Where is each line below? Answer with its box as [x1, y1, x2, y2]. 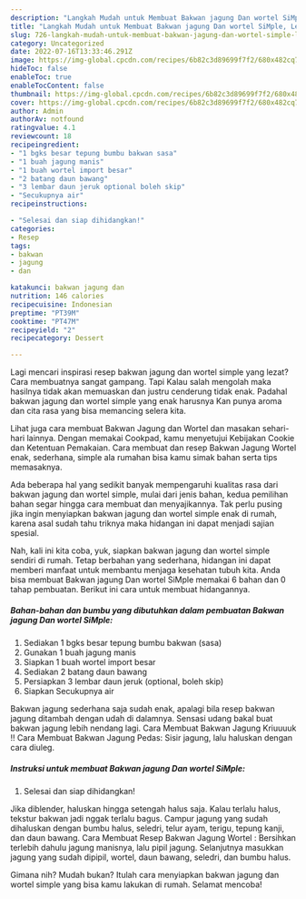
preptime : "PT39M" [10, 308, 80, 318]
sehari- [262, 423, 290, 434]
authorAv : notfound [10, 115, 84, 124]
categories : [10, 224, 55, 233]
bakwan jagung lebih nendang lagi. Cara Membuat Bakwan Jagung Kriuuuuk [10, 722, 297, 733]
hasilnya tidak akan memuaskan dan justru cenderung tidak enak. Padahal [10, 386, 288, 397]
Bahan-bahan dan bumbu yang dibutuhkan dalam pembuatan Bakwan [10, 604, 285, 615]
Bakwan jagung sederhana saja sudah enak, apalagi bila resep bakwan [10, 703, 275, 714]
